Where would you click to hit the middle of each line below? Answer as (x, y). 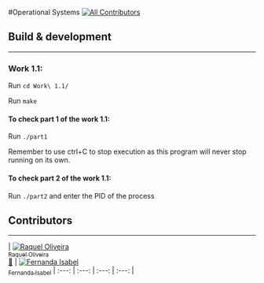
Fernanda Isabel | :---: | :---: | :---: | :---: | (71, 272)
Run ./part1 (28, 136)
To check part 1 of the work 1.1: (59, 119)
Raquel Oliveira (29, 255)
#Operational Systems (44, 12)
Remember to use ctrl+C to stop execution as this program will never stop (127, 152)
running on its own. (39, 160)
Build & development (60, 37)
